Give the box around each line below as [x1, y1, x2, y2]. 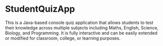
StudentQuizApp [5, 3, 75, 15]
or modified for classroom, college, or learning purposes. [5, 35, 121, 41]
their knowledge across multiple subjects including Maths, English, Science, [5, 24, 159, 30]
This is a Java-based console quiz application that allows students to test [5, 20, 154, 25]
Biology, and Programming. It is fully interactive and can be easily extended [5, 30, 158, 36]
